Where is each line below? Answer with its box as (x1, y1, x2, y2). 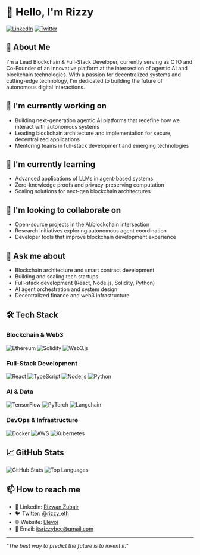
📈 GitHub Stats (6, 447, 64, 458)
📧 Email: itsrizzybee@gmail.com (14, 525, 94, 532)
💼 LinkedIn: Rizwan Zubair (14, 503, 79, 510)
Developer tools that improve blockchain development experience (14, 234, 177, 241)
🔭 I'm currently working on (6, 101, 107, 111)
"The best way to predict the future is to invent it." (6, 542, 129, 550)
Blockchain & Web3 (6, 331, 64, 339)
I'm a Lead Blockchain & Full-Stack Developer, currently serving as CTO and (6, 58, 193, 65)
